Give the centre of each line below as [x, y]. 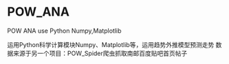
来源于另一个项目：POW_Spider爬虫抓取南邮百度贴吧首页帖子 [100, 53]
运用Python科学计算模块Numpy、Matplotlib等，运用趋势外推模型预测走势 [111, 44]
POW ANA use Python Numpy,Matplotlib [64, 31]
